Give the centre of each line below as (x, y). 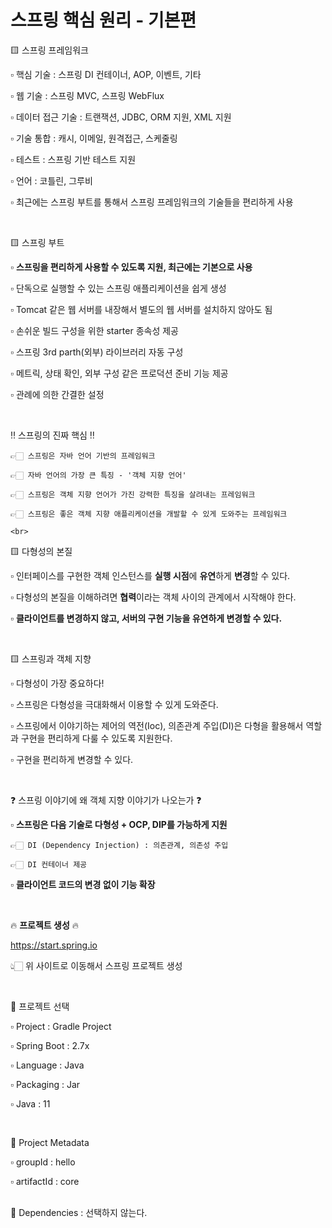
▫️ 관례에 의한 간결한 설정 (57, 394)
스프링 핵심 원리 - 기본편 (103, 20)
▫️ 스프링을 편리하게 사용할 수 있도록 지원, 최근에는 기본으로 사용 (131, 267)
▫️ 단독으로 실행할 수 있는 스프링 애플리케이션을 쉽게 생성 (118, 288)
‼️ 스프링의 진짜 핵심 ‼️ (52, 435)
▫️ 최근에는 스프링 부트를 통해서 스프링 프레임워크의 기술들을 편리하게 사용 (152, 202)
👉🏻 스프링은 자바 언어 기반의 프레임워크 (83, 456)
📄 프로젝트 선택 (40, 1006)
